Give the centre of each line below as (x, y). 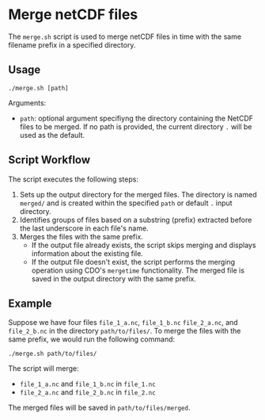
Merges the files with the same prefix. (81, 236)
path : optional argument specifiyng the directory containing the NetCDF (136, 118)
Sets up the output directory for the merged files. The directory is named (138, 194)
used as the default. (52, 135)
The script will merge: (44, 368)
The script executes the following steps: (73, 179)
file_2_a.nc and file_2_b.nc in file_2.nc (87, 392)
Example (30, 303)
